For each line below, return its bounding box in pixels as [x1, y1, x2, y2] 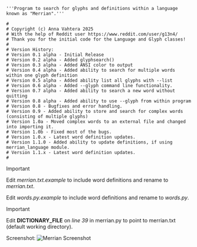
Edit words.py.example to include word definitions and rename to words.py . [6, 194, 189, 201]
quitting [6, 93, 28, 99]
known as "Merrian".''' [6, 11, 65, 16]
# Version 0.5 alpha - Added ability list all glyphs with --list [6, 78, 173, 84]
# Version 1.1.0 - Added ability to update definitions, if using [6, 139, 173, 145]
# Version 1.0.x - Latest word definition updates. [6, 134, 136, 140]
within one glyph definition [6, 72, 78, 78]
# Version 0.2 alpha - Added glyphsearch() [6, 57, 115, 63]
